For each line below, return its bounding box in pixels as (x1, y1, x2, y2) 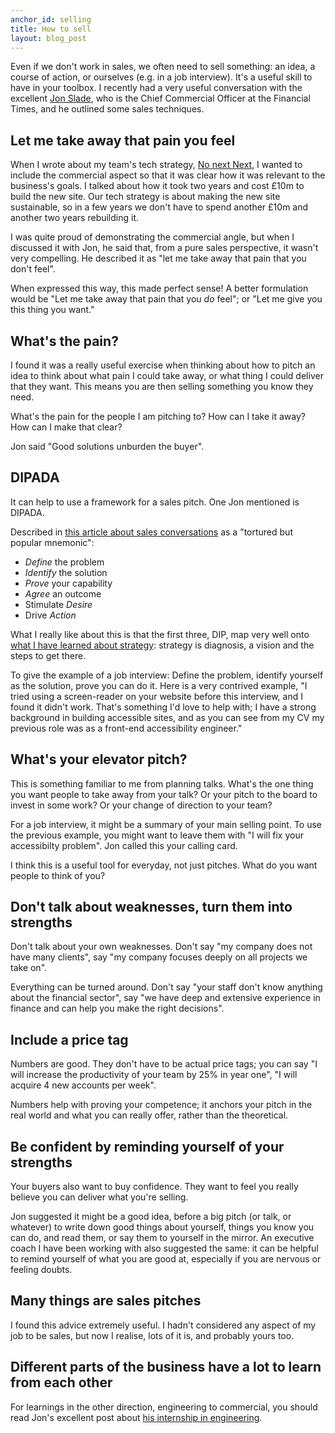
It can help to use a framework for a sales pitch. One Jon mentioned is (10, 496, 300, 508)
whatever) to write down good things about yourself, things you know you (10, 1221, 315, 1233)
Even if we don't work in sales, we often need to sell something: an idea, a (10, 61, 316, 73)
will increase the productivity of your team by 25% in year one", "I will (10, 1069, 298, 1081)
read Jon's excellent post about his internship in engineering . (10, 1411, 263, 1423)
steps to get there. (10, 649, 87, 661)
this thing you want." (10, 304, 95, 316)
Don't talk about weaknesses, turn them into (10, 899, 293, 916)
